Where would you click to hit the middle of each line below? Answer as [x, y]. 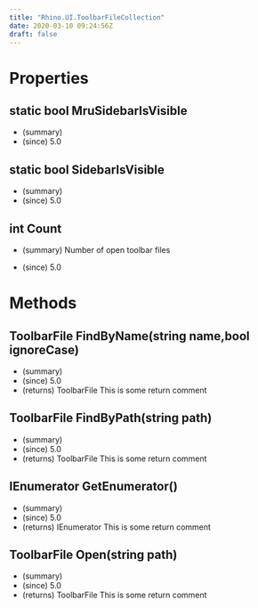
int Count [36, 228]
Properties [49, 78]
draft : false [33, 34]
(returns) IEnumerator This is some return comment [117, 527]
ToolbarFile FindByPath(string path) [111, 418]
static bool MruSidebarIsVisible [98, 111]
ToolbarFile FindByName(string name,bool [129, 336]
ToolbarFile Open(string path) [93, 555]
